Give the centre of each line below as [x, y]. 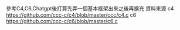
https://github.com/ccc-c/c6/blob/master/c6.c [62, 21]
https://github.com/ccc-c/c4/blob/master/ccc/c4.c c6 [71, 15]
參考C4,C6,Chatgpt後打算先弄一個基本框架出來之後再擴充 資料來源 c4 [90, 8]
